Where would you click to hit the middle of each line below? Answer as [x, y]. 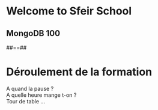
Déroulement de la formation [79, 72]
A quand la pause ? [30, 88]
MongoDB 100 [33, 33]
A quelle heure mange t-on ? [41, 95]
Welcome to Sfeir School [69, 11]
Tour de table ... [26, 101]
